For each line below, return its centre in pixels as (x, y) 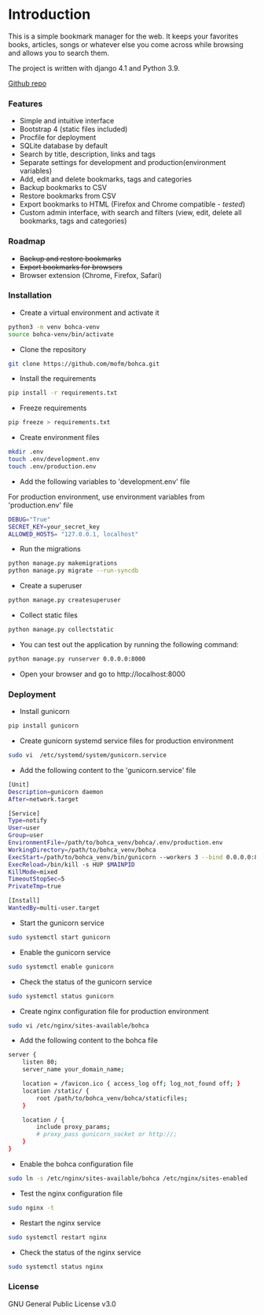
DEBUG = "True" (29, 519)
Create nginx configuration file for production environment (114, 1011)
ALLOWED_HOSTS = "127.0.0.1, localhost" (73, 534)
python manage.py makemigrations (63, 563)
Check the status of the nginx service (80, 1252)
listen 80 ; (40, 1062)
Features (26, 104)
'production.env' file (41, 505)
